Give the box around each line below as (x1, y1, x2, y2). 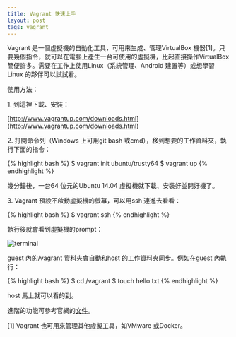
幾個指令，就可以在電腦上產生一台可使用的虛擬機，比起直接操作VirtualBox (13, 52, 230, 61)
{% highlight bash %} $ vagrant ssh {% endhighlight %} (7, 211, 170, 219)
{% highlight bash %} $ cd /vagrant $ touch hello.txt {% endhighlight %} (7, 277, 218, 285)
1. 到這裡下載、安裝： (7, 100, 69, 109)
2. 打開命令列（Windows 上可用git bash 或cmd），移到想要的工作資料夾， (7, 136, 220, 145)
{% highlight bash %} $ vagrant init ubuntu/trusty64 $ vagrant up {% (7, 160, 208, 168)
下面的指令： (13, 146, 51, 154)
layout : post (7, 17, 46, 24)
